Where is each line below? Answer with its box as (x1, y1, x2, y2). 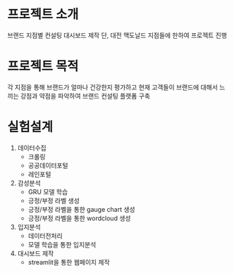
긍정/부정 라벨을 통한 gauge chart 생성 (27, 205, 135, 213)
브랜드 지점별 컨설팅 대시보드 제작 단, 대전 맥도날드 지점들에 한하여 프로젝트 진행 (7, 31, 228, 39)
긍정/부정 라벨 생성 (27, 196, 80, 205)
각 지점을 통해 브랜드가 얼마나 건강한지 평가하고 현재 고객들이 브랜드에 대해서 (7, 82, 218, 91)
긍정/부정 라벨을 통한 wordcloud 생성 (27, 214, 131, 222)
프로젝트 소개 (7, 6, 79, 23)
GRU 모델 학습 (27, 187, 68, 196)
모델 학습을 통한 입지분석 (27, 240, 97, 248)
